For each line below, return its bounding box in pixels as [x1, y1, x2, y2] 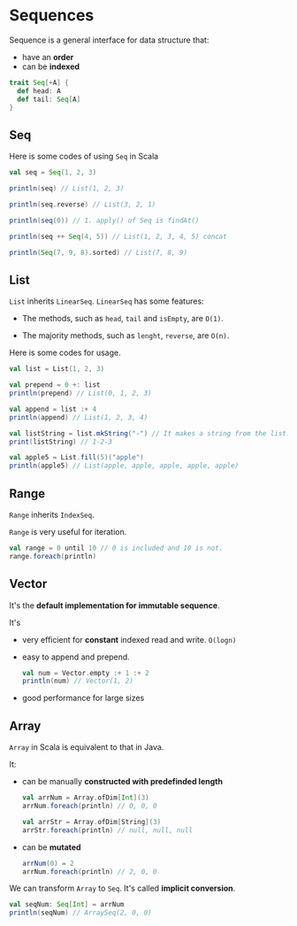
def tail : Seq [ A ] [17, 95, 81, 104]
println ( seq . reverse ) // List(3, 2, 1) [9, 200, 156, 209]
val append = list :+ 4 [9, 405, 97, 413]
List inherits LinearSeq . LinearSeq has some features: [9, 296, 205, 306]
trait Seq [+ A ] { [9, 78, 69, 87]
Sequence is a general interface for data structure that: [9, 35, 209, 45]
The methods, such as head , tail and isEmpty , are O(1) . [21, 313, 224, 324]
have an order [21, 51, 74, 62]
